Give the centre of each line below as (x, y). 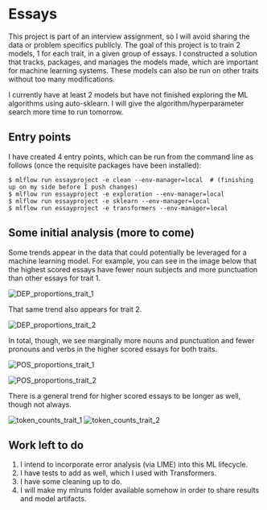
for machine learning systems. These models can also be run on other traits (133, 70)
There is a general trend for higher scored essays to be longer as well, (125, 396)
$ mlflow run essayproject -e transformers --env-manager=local (118, 208)
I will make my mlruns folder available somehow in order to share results (140, 490)
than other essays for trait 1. (55, 278)
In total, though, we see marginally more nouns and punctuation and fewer (131, 340)
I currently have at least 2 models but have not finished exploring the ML (128, 94)
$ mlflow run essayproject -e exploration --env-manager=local (117, 194)
